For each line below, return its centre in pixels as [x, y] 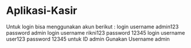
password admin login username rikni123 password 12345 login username [96, 32]
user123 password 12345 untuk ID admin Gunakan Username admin [88, 39]
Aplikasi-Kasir [42, 11]
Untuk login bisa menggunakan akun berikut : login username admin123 [92, 27]
